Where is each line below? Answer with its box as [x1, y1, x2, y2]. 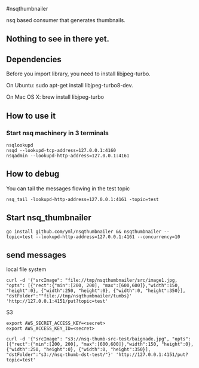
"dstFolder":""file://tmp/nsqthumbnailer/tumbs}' [6, 293, 133, 299]
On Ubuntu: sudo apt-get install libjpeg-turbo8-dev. [6, 82, 133, 89]
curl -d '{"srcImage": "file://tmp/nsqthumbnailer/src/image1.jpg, [6, 278, 178, 284]
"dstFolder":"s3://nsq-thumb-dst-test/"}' [6, 352, 114, 358]
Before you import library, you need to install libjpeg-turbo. [6, 70, 151, 77]
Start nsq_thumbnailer [6, 212, 91, 223]
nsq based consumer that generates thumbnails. [6, 17, 125, 23]
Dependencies [6, 54, 62, 65]
